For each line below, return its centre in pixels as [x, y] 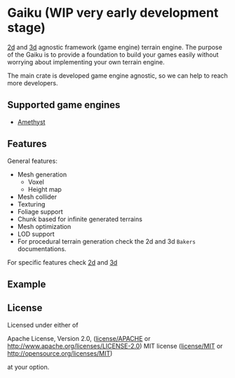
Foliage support [40, 211]
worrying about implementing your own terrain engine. [86, 62]
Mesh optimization [44, 226]
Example [27, 284]
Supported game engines [64, 105]
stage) [26, 28]
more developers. [33, 83]
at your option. [28, 367]
